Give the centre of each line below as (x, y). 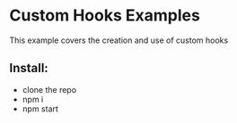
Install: (29, 68)
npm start (40, 109)
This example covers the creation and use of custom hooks (119, 40)
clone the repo (49, 89)
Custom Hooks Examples (105, 16)
